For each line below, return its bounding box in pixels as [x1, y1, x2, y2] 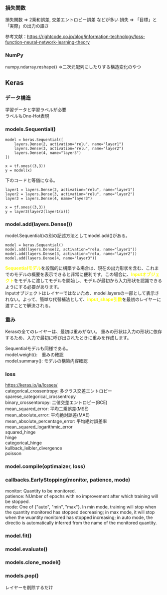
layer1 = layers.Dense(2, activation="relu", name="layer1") [5, 187, 135, 192]
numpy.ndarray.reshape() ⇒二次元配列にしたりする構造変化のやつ [5, 63, 141, 69]
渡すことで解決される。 [5, 302, 53, 308]
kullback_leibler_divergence [5, 445, 62, 451]
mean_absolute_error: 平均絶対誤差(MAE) [5, 412, 90, 418]
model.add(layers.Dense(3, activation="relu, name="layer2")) [5, 251, 137, 256]
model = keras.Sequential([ [5, 137, 64, 142]
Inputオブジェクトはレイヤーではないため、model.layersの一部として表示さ [5, 290, 160, 296]
